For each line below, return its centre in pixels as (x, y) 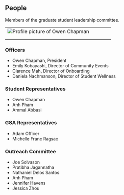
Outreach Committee (31, 151)
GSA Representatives (31, 123)
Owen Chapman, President (39, 60)
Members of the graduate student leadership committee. (62, 20)
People (16, 8)
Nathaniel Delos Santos (36, 172)
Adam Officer (26, 133)
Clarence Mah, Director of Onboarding (51, 71)
